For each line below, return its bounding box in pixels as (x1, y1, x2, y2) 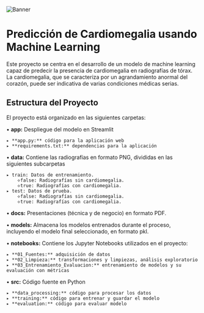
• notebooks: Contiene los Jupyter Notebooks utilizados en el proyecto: (6, 239, 188, 247)
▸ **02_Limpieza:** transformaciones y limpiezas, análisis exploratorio (6, 257, 199, 263)
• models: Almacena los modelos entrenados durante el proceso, (6, 221, 171, 229)
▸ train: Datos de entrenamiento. (6, 172, 95, 178)
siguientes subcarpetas (6, 160, 65, 168)
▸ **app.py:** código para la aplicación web (6, 138, 124, 144)
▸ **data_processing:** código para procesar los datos (6, 290, 151, 296)
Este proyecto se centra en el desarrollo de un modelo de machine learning (6, 60, 195, 67)
